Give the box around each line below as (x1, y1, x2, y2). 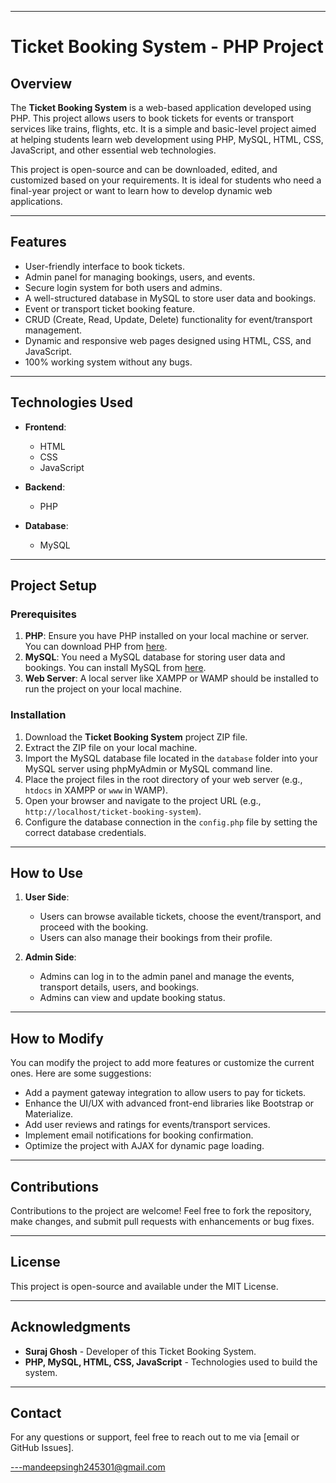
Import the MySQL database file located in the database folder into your (24, 752, 319, 764)
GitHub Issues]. (10, 1442, 75, 1454)
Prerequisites (10, 607, 77, 621)
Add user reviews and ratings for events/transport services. (24, 1119, 271, 1131)
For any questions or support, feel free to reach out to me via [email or (10, 1431, 300, 1443)
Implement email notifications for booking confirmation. (24, 1129, 254, 1141)
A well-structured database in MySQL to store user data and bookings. (24, 292, 317, 304)
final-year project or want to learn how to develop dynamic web (10, 185, 273, 196)
